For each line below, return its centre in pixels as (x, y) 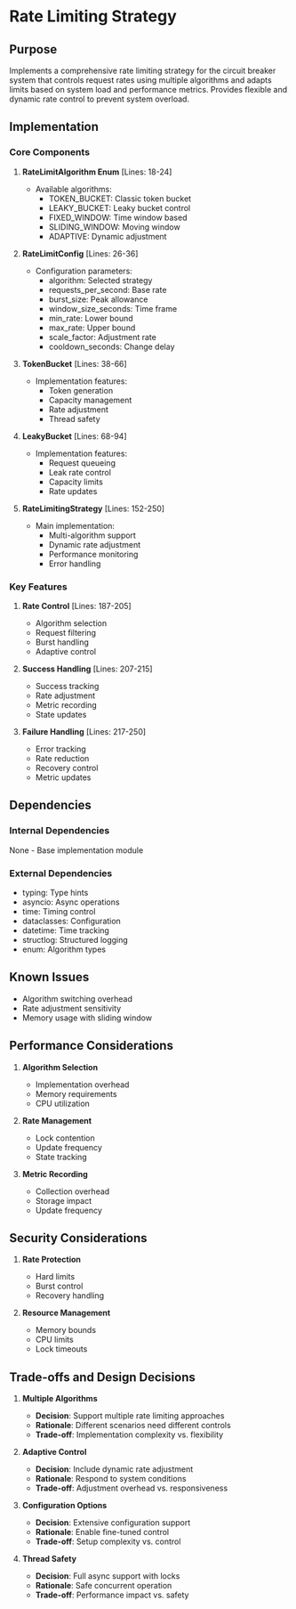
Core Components (50, 152)
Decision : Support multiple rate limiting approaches (130, 1416)
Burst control (59, 1286)
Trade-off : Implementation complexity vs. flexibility (129, 1434)
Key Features (39, 587)
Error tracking (60, 749)
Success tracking (67, 686)
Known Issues (49, 977)
